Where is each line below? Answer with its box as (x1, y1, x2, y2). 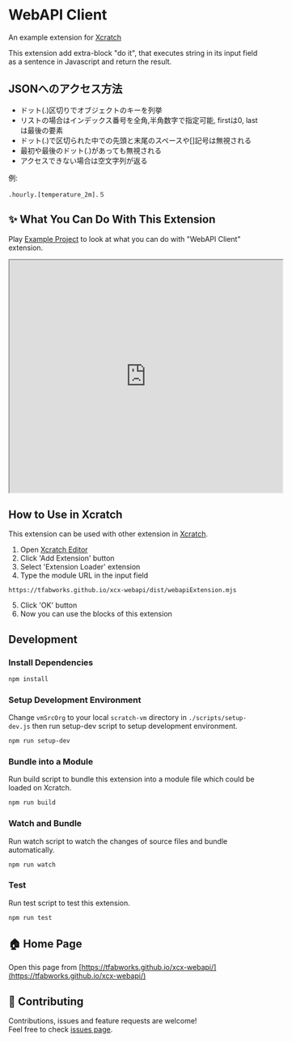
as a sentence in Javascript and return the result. (8, 57, 172, 66)
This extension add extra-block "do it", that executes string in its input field (8, 48, 258, 57)
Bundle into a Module (8, 756, 94, 768)
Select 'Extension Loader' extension (19, 562, 141, 572)
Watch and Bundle (8, 818, 83, 829)
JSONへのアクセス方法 (8, 83, 123, 96)
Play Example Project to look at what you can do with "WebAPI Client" (8, 234, 241, 244)
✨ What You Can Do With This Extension (8, 213, 216, 227)
